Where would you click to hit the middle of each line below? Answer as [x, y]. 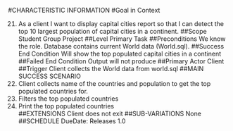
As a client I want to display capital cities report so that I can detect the [121, 24]
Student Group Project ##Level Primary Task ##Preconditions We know [122, 39]
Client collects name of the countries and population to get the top [114, 83]
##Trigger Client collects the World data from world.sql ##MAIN [111, 69]
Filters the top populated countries [68, 99]
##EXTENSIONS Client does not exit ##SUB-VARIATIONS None [109, 113]
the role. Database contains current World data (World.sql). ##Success [121, 46]
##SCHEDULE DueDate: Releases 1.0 [72, 121]
